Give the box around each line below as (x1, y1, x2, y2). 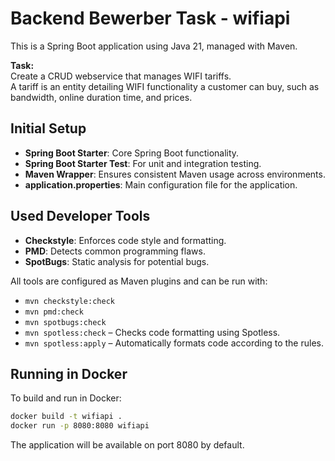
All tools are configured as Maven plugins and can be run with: (10, 275, 268, 287)
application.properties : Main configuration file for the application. (24, 178, 298, 191)
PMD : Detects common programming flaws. (24, 245, 206, 257)
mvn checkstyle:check (24, 296, 115, 306)
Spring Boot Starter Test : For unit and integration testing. (24, 157, 262, 169)
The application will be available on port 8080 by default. (10, 439, 245, 451)
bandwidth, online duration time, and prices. (10, 91, 193, 103)
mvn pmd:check (24, 307, 84, 317)
